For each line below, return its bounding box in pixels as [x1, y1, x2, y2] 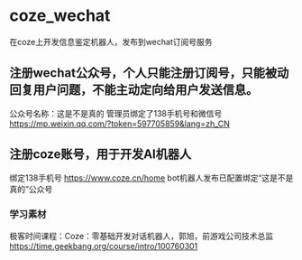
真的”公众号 [9, 183, 53, 194]
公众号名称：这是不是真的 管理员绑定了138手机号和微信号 [9, 107, 223, 118]
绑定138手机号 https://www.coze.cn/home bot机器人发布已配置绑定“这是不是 [9, 172, 294, 183]
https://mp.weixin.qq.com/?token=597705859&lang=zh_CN [9, 118, 230, 129]
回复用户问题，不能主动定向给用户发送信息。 [9, 82, 259, 97]
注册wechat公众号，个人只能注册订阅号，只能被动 [9, 65, 289, 81]
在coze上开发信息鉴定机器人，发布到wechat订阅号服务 [9, 36, 213, 47]
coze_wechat [9, 5, 111, 26]
